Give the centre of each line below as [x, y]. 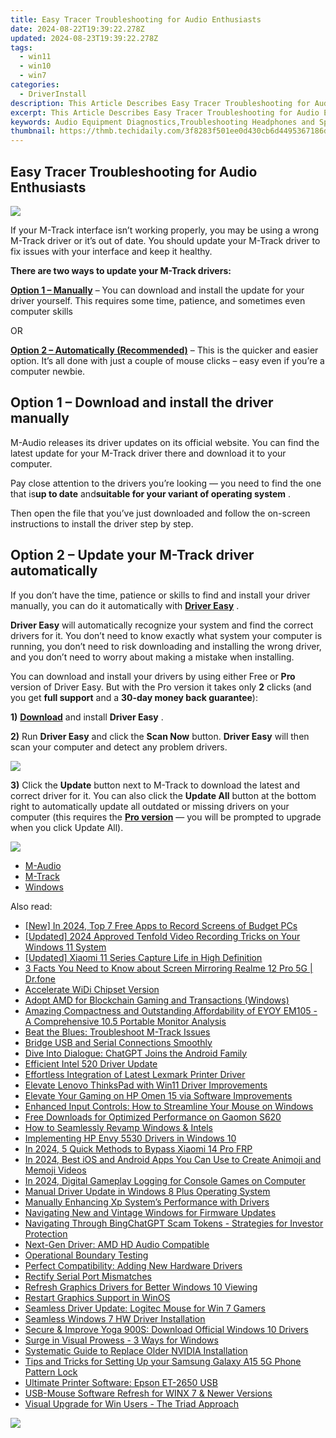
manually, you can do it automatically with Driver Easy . [125, 605]
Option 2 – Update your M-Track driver [132, 555]
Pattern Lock [51, 1372]
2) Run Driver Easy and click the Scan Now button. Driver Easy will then [160, 736]
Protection [46, 1233]
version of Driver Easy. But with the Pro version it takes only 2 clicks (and [161, 687]
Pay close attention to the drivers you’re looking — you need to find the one [166, 483]
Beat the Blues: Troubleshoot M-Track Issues [117, 1032]
